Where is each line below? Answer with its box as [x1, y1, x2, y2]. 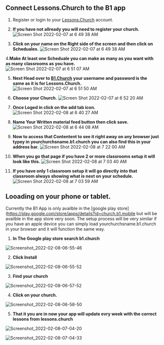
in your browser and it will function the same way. [5, 226, 105, 232]
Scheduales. [12, 46, 39, 52]
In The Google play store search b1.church [12, 236, 100, 241]
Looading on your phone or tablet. [5, 192, 111, 201]
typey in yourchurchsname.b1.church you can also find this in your [12, 139, 151, 145]
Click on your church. [12, 292, 57, 298]
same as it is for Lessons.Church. [12, 80, 82, 86]
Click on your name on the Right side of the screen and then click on [12, 41, 153, 47]
